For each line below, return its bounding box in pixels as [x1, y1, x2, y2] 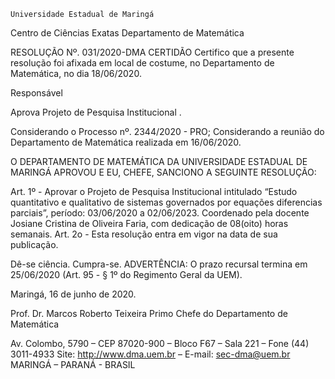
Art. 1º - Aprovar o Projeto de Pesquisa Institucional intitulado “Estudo [10, 186, 298, 197]
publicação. [10, 239, 59, 250]
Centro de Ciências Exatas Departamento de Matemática [10, 27, 245, 39]
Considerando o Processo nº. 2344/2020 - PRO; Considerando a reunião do [10, 126, 325, 137]
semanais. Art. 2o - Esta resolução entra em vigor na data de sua [10, 228, 278, 240]
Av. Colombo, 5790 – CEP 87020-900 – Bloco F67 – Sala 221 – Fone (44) [10, 338, 310, 349]
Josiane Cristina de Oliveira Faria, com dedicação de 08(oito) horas [10, 218, 289, 229]
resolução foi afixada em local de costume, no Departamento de [10, 57, 275, 69]
